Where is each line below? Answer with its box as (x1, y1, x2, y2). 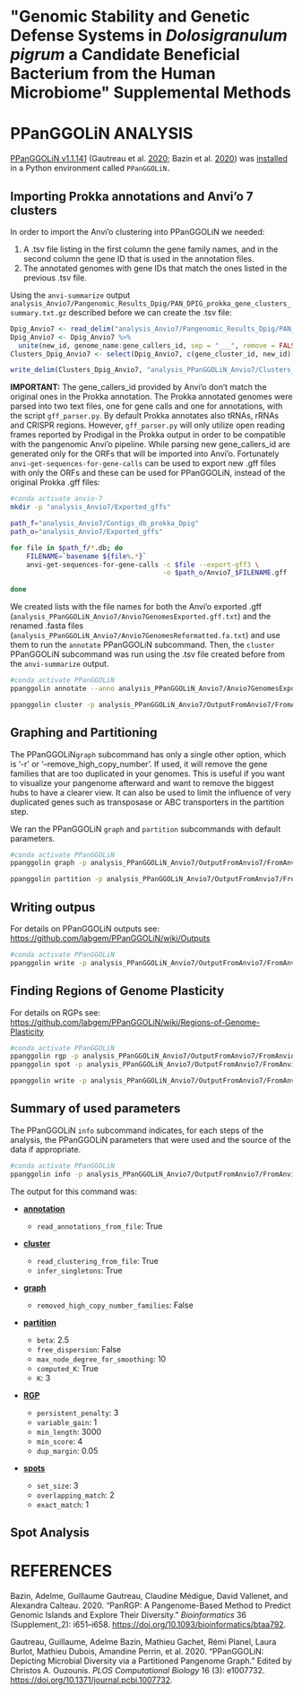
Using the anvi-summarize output (10, 290, 131, 300)
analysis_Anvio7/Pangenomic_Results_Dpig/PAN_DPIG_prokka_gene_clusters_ (10, 298, 292, 308)
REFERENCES (10, 1561, 113, 1581)
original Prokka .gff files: (10, 477, 101, 488)
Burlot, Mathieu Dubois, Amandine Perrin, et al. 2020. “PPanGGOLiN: (10, 1646, 264, 1656)
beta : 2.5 (36, 1334, 70, 1345)
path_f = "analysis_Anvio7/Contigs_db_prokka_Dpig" (10, 519, 200, 528)
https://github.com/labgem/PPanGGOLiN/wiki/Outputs (10, 932, 211, 943)
